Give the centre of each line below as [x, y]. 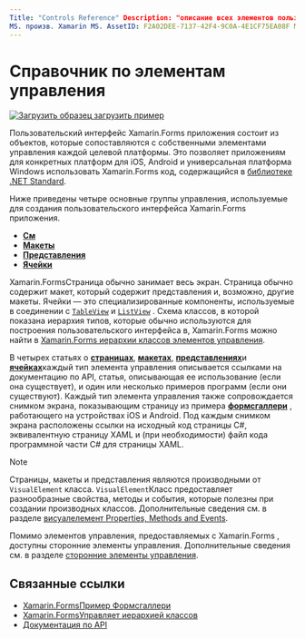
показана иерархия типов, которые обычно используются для [130, 321]
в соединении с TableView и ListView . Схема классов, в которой [134, 311]
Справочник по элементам [118, 71]
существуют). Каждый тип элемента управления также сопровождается [151, 397]
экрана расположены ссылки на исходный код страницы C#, [128, 425]
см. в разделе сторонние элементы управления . [104, 555]
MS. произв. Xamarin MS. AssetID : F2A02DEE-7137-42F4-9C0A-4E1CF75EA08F [150, 26]
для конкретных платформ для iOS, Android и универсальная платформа [151, 162]
